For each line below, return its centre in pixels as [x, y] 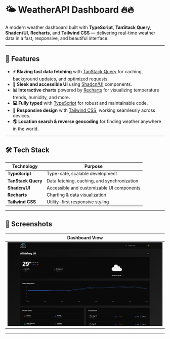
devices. [22, 115]
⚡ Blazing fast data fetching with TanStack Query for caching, [78, 71]
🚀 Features [23, 59]
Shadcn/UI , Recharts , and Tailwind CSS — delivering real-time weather [80, 33]
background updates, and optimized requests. [60, 79]
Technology [25, 166]
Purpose [93, 166]
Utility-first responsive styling [78, 202]
